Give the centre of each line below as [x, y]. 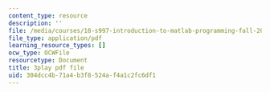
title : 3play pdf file [46, 68]
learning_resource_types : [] [57, 46]
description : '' [35, 23]
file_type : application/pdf [55, 38]
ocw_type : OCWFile [39, 53]
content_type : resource [48, 16]
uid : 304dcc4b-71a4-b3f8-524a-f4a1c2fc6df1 [82, 75]
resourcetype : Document [48, 61]
